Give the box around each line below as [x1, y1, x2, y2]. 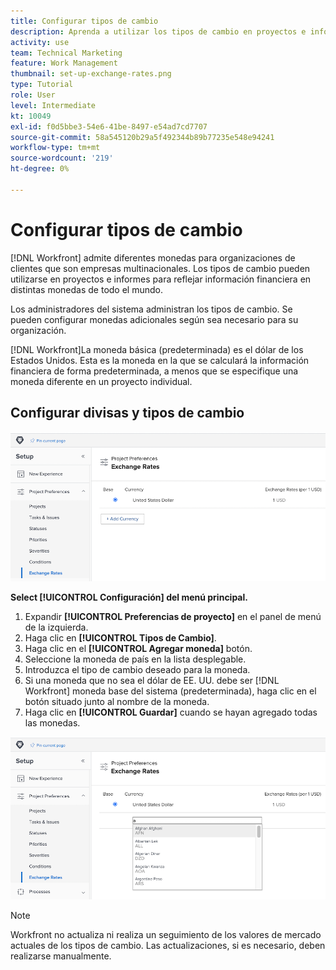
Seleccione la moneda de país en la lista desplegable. [24, 653, 247, 665]
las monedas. [24, 716, 81, 729]
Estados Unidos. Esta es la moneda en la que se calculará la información [10, 354, 310, 366]
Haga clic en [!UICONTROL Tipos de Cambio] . [24, 631, 217, 644]
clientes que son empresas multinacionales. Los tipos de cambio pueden [10, 262, 311, 274]
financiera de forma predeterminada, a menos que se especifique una [10, 365, 299, 377]
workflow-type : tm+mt [10, 143, 101, 153]
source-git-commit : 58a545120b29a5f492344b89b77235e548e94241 [10, 132, 275, 142]
